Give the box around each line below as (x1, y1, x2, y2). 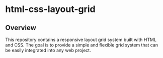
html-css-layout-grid (5, 3, 96, 15)
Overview (5, 23, 37, 32)
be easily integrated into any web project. (5, 47, 92, 53)
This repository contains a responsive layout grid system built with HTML (5, 36, 157, 42)
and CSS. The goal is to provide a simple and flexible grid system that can (5, 42, 158, 48)
